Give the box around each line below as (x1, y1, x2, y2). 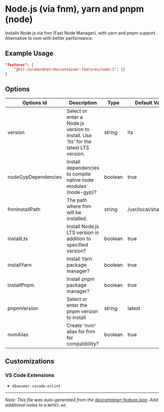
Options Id (22, 99, 47, 106)
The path (66, 197, 87, 204)
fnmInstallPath (7, 206, 41, 213)
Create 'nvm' (66, 322, 97, 329)
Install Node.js (66, 223, 99, 230)
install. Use (66, 132, 92, 139)
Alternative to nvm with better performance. (5, 35, 94, 41)
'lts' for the (66, 138, 92, 145)
